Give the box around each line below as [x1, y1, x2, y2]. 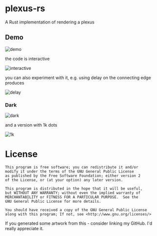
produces [5, 80, 24, 86]
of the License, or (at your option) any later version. [5, 177, 123, 182]
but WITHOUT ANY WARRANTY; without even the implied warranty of [5, 190, 140, 195]
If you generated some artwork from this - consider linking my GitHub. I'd [5, 220, 153, 226]
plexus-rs [5, 3, 45, 14]
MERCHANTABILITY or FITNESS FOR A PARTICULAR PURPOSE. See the [5, 194, 138, 199]
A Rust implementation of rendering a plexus [5, 19, 95, 25]
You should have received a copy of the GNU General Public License [5, 207, 147, 213]
